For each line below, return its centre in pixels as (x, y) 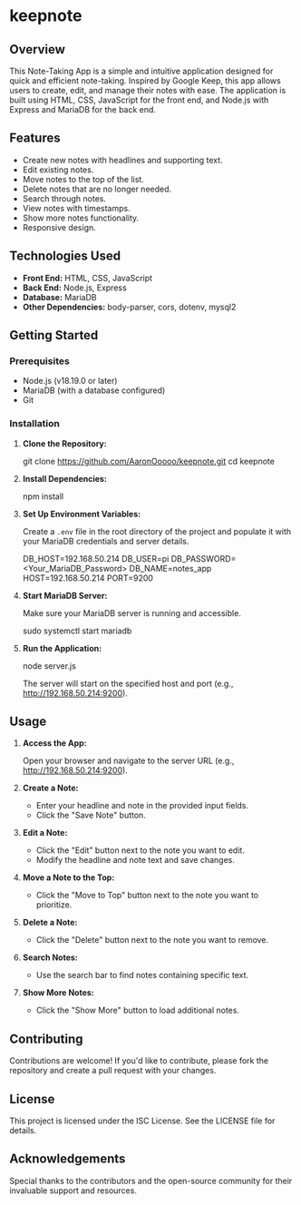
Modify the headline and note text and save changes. (136, 860)
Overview (38, 49)
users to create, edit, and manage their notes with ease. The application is (148, 90)
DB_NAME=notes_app (170, 568)
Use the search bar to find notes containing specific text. (142, 975)
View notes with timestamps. (76, 208)
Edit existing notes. (58, 170)
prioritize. (54, 905)
